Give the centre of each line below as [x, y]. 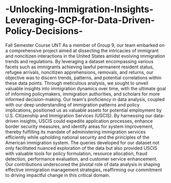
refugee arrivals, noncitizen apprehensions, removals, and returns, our [79, 72]
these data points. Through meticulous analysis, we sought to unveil [77, 83]
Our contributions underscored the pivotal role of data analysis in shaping [83, 164]
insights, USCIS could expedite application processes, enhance [86, 121]
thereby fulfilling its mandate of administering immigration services [76, 132]
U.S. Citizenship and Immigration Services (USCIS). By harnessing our [79, 115]
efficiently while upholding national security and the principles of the [77, 137]
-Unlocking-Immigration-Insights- [79, 9]
